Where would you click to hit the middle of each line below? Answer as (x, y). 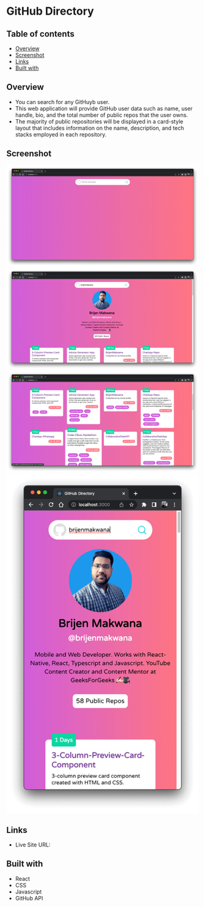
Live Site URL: (33, 845)
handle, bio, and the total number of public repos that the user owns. (101, 115)
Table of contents (40, 34)
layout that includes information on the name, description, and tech (100, 128)
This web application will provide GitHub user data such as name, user (104, 108)
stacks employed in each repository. (61, 134)
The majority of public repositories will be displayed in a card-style (99, 121)
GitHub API (29, 898)
